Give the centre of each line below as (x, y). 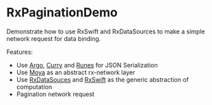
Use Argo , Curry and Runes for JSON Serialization (87, 65)
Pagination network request (55, 94)
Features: (20, 52)
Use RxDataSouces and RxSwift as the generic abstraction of (103, 79)
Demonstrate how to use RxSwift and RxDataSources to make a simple (106, 31)
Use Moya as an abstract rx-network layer (76, 72)
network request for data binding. (54, 38)
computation (34, 87)
